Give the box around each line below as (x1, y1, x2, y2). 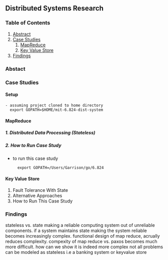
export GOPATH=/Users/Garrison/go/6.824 (17, 165, 104, 170)
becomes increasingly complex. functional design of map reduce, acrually (5, 233, 160, 239)
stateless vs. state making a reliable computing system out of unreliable (5, 222, 155, 228)
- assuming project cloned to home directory (5, 103, 103, 108)
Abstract (12, 31, 31, 37)
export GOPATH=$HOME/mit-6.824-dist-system (10, 107, 103, 112)
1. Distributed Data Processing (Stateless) (5, 129, 95, 135)
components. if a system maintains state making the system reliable (5, 227, 147, 234)
